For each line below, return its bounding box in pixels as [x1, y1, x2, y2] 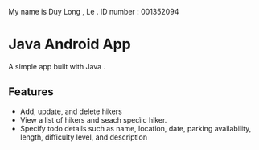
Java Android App [8, 35, 131, 53]
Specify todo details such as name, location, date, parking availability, [19, 123, 252, 133]
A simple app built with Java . [8, 61, 106, 71]
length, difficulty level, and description [19, 132, 147, 142]
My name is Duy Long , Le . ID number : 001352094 [8, 7, 179, 16]
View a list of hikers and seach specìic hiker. [19, 115, 167, 124]
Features [8, 85, 54, 99]
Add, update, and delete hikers [19, 106, 122, 116]
